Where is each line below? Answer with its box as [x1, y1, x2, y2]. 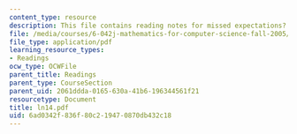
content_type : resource [9, 12, 97, 22]
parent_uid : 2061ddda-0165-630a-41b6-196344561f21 [9, 86, 200, 95]
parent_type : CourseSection [9, 78, 113, 87]
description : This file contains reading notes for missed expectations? [9, 21, 287, 30]
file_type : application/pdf [9, 37, 113, 47]
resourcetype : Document [9, 94, 97, 104]
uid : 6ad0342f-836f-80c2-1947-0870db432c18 [9, 111, 172, 120]
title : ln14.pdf [9, 103, 69, 112]
